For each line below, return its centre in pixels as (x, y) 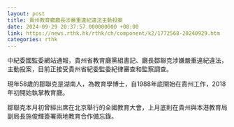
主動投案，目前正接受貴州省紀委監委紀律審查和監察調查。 (90, 69)
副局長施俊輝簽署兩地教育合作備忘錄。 (62, 117)
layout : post (26, 14)
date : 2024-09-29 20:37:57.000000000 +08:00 (73, 27)
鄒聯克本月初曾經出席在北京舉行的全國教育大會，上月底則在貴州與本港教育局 (117, 107)
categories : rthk (32, 40)
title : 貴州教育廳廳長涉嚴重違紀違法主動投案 (65, 20)
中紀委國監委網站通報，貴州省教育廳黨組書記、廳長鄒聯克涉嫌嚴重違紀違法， (117, 61)
